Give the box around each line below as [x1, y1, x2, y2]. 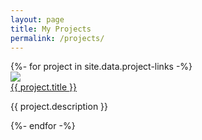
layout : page [10, 14, 65, 25]
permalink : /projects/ [10, 33, 105, 43]
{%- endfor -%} [10, 120, 76, 132]
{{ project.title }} [10, 81, 78, 93]
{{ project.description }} [10, 101, 109, 113]
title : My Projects [10, 24, 92, 34]
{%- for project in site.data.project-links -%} [10, 61, 193, 73]
